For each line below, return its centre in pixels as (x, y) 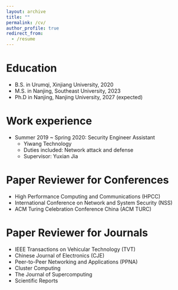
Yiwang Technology (47, 144)
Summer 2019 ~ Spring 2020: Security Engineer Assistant (85, 137)
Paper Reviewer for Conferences (88, 180)
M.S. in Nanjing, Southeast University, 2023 (67, 91)
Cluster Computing (37, 268)
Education (32, 68)
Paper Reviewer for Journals (77, 233)
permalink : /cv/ (26, 22)
